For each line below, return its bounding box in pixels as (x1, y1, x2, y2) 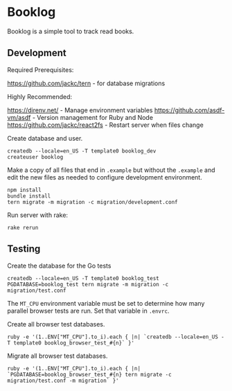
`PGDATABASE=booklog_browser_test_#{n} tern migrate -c (7, 371, 172, 378)
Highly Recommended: (7, 92, 73, 101)
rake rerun (7, 224, 39, 231)
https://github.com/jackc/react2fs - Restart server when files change (7, 121, 204, 129)
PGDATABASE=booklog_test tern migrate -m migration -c (7, 281, 169, 288)
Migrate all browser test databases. (7, 351, 108, 360)
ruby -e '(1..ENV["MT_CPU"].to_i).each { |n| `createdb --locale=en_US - (7, 333, 225, 340)
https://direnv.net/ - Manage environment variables (7, 105, 153, 114)
